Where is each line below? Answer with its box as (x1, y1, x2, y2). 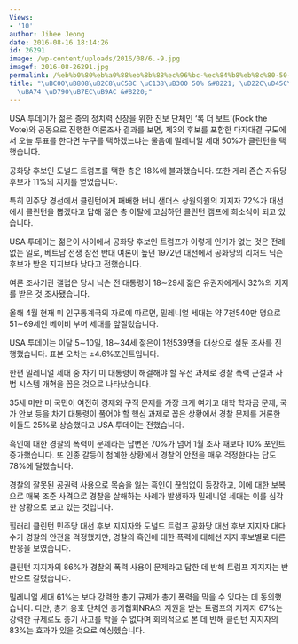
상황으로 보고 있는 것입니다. (18, 501, 114, 512)
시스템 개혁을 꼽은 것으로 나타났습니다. (18, 378, 152, 389)
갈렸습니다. (32, 572, 72, 583)
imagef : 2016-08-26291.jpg (9, 63, 109, 72)
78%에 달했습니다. (9, 460, 74, 471)
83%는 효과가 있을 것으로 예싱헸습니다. (9, 624, 145, 635)
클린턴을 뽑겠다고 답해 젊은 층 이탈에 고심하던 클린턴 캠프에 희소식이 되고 (25, 206, 277, 217)
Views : (9, 12, 34, 22)
